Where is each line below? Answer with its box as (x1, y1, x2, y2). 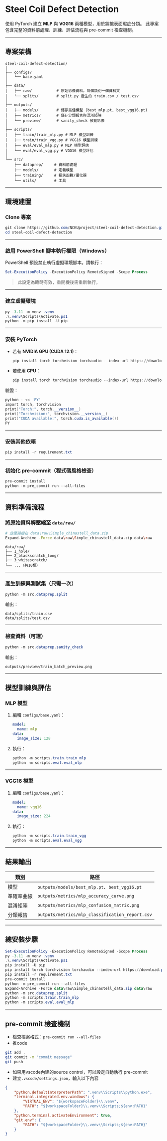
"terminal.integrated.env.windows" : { (14, 1094, 94, 1100)
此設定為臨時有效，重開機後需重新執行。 (17, 279, 100, 285)
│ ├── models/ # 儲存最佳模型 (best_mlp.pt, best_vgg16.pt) (5, 107, 148, 113)
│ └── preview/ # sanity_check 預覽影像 (5, 118, 105, 123)
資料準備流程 (5, 503, 45, 512)
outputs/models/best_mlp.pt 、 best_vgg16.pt (37, 883, 142, 890)
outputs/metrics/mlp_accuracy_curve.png (37, 893, 135, 899)
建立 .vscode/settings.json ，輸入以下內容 (12, 1075, 99, 1081)
